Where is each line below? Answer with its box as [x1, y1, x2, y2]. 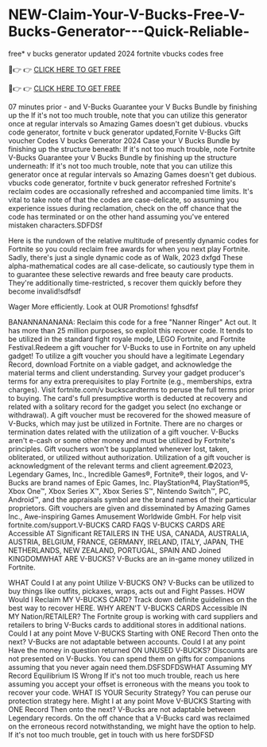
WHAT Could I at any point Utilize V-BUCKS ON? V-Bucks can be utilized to [8, 578, 254, 587]
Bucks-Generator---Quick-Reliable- [8, 22, 250, 41]
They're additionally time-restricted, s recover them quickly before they [8, 278, 242, 287]
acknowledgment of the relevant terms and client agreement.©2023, [8, 461, 234, 470]
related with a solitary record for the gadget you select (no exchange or [8, 402, 242, 411]
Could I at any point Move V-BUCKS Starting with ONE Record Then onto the [8, 628, 259, 638]
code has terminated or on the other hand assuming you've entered [8, 212, 230, 221]
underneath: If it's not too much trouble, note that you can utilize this [8, 161, 233, 170]
